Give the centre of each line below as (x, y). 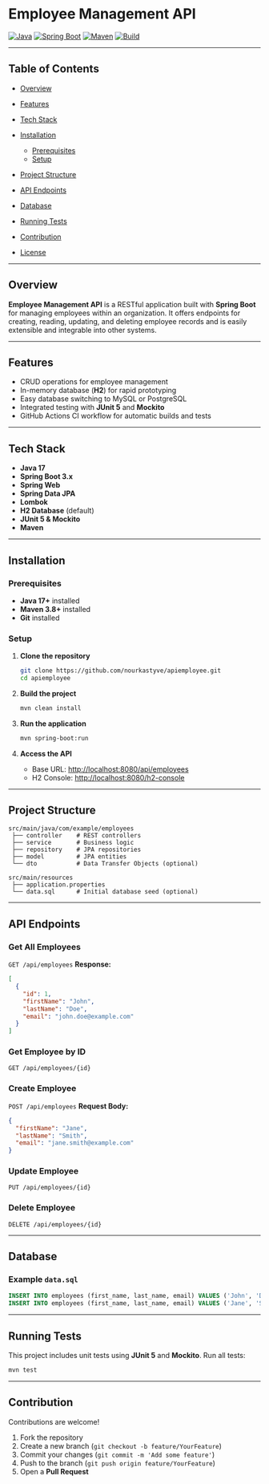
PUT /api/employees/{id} (50, 1188)
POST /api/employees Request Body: (68, 1106)
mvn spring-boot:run (54, 738)
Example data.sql (43, 1279)
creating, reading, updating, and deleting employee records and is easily (128, 321)
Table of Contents (54, 69)
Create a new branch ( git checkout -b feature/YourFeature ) (121, 1445)
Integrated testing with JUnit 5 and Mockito (92, 407)
